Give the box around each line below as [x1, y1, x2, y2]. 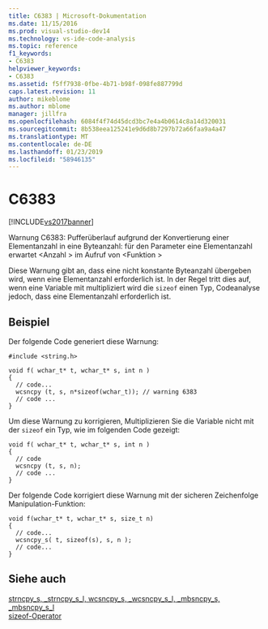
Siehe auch [8, 572, 66, 586]
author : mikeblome [8, 95, 70, 103]
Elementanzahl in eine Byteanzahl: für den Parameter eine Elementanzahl [8, 241, 253, 252]
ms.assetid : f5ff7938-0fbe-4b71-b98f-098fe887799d [8, 80, 183, 88]
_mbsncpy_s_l [8, 602, 55, 612]
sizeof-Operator [8, 610, 62, 621]
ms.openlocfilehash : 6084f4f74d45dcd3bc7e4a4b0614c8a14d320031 [8, 118, 227, 126]
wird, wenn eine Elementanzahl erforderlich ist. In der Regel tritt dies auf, [8, 274, 251, 284]
